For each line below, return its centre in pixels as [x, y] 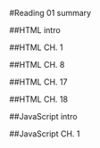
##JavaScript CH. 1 [45, 134]
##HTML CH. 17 [38, 82]
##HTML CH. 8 [37, 65]
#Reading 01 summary [50, 13]
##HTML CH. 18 [39, 99]
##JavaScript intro [43, 116]
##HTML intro [35, 30]
